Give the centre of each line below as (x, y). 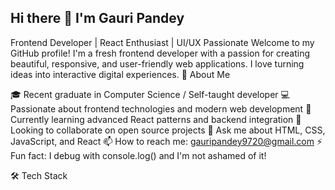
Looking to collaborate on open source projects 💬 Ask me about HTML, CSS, (168, 130)
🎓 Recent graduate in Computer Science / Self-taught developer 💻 (150, 94)
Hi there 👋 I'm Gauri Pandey (97, 18)
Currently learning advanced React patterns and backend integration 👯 (156, 119)
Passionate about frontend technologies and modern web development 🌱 (161, 108)
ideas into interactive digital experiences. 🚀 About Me (120, 74)
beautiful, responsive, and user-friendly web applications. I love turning (157, 63)
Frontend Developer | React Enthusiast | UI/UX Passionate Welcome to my (162, 42)
